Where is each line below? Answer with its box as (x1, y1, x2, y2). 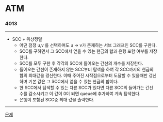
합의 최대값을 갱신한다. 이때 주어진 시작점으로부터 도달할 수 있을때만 (19, 73, 148, 78)
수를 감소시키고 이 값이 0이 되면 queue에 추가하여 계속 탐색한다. (19, 91, 141, 97)
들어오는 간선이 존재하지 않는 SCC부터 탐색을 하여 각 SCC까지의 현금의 (19, 66, 154, 73)
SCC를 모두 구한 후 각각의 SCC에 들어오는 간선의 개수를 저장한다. (19, 61, 144, 66)
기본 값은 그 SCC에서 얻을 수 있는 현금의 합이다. (28, 78, 119, 85)
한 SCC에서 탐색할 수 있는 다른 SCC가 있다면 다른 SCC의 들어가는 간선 (19, 85, 154, 91)
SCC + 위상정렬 (12, 36, 42, 42)
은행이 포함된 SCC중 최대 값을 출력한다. (19, 97, 95, 103)
